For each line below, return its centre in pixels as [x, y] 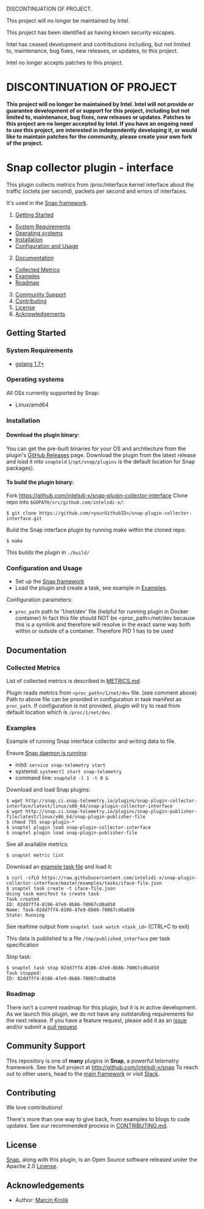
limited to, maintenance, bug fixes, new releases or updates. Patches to [99, 117]
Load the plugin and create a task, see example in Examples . [91, 588]
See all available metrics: [37, 844]
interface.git [24, 519]
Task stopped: [24, 973]
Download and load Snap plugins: [48, 790]
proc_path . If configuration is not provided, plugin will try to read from [93, 706]
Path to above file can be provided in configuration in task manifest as [94, 699]
